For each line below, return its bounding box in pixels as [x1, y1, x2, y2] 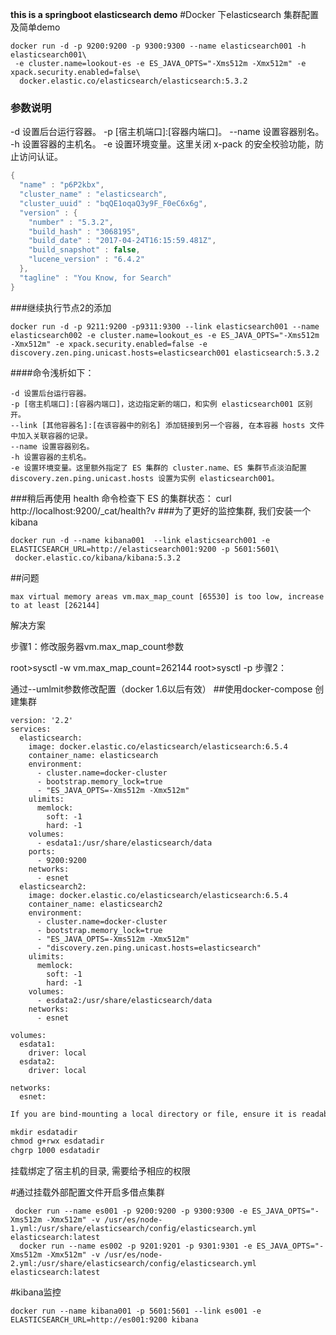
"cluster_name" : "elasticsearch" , [19, 189, 168, 200]
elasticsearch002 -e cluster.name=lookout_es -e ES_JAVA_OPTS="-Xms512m [10, 330, 320, 340]
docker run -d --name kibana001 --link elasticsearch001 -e [10, 535, 271, 545]
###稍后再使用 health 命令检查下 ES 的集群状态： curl [10, 492, 232, 504]
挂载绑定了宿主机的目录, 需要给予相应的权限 [10, 1165, 191, 1177]
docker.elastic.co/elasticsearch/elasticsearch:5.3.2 [19, 76, 248, 86]
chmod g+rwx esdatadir [10, 1136, 105, 1147]
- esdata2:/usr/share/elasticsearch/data [36, 995, 213, 1005]
